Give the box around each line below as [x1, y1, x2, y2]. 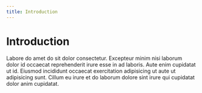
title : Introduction [6, 8, 58, 15]
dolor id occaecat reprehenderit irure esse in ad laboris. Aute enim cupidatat [6, 61, 196, 68]
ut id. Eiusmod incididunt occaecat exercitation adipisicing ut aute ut [6, 67, 176, 74]
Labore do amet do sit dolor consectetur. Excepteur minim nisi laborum [6, 55, 183, 62]
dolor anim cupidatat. [6, 80, 59, 87]
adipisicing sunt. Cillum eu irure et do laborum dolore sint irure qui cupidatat [6, 73, 195, 81]
